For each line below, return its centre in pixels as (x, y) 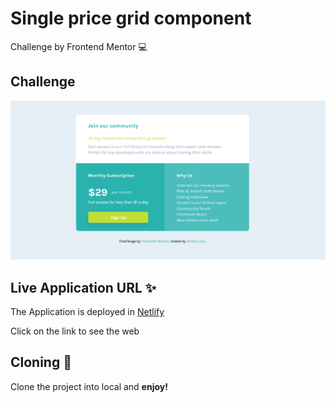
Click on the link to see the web (75, 331)
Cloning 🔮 (41, 362)
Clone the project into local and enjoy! (89, 386)
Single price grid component (131, 18)
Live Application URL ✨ (83, 287)
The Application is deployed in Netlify (87, 312)
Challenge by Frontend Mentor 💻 (79, 46)
